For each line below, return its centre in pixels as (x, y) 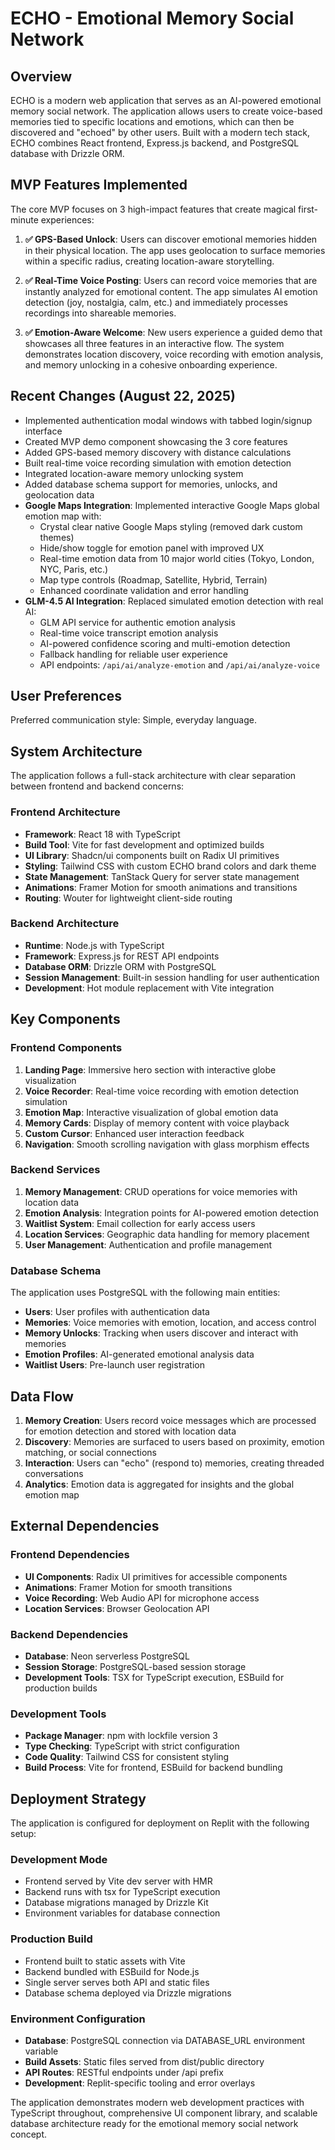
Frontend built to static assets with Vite (105, 1961)
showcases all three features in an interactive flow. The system (154, 343)
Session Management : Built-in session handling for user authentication (172, 977)
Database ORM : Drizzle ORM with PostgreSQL (120, 966)
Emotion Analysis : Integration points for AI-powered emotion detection (172, 1213)
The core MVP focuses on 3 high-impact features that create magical (153, 209)
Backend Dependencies (69, 1634)
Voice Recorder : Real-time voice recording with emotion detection (162, 1091)
